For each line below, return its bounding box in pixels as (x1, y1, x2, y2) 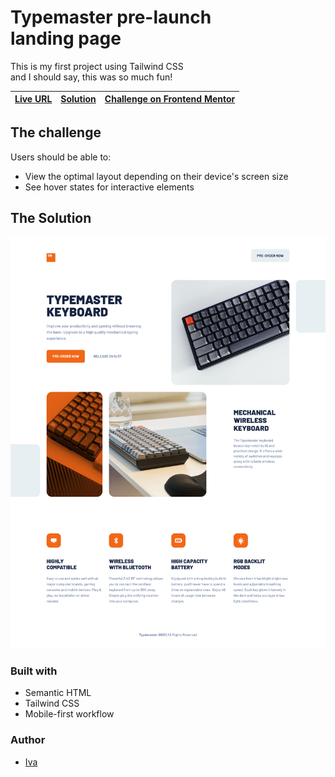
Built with (10, 664, 58, 678)
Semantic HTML (24, 687, 92, 699)
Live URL (14, 93, 53, 105)
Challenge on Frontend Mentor (104, 93, 236, 105)
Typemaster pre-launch (10, 6, 212, 29)
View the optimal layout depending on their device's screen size (24, 170, 289, 182)
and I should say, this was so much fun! (10, 71, 173, 83)
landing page (10, 27, 122, 50)
